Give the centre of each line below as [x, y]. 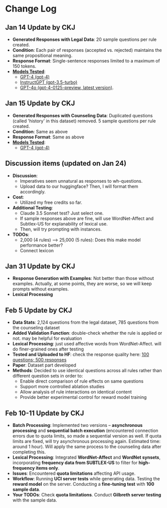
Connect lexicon [37, 250]
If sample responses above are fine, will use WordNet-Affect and [87, 218]
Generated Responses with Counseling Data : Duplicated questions [82, 115]
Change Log [31, 9]
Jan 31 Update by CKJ [40, 267]
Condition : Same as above [40, 131]
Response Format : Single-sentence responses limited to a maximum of [86, 61]
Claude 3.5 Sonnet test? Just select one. [62, 213]
